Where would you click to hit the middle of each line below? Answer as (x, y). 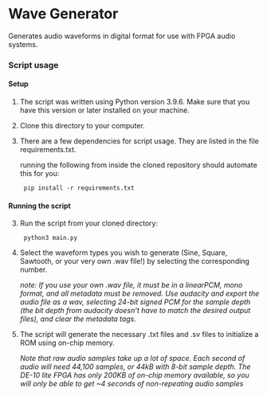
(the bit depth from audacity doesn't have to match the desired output (135, 311)
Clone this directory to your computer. (82, 126)
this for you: (39, 174)
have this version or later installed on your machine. (104, 110)
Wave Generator (63, 14)
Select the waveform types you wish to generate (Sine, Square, (124, 253)
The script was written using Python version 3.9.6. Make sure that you (135, 102)
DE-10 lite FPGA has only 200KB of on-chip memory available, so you (134, 375)
